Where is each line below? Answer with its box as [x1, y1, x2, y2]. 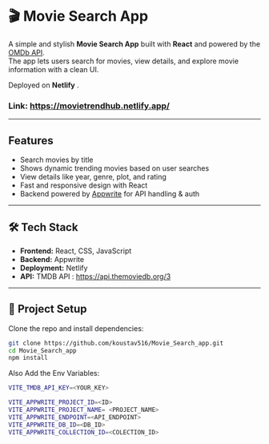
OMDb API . [8, 47, 46, 57]
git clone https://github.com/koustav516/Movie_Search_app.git [8, 339, 224, 347]
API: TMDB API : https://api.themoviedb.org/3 [19, 271, 171, 281]
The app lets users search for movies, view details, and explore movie [8, 56, 239, 66]
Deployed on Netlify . [8, 80, 79, 90]
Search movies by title [19, 155, 94, 165]
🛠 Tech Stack [8, 220, 78, 234]
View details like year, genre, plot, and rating [19, 172, 167, 182]
